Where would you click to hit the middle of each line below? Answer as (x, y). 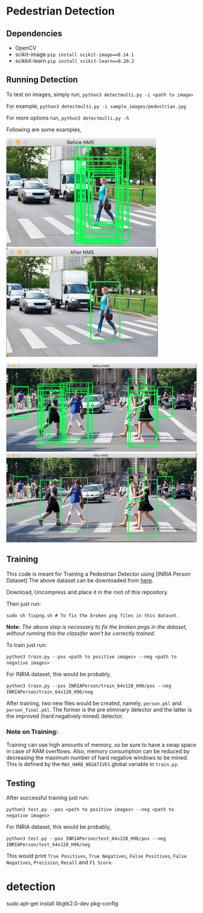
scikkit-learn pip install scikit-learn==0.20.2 (75, 61)
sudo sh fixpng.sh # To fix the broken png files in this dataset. (93, 616)
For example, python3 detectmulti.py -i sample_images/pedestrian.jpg (96, 106)
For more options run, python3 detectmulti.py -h (68, 118)
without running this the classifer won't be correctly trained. (81, 633)
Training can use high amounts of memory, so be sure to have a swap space (101, 745)
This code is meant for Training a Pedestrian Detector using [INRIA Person (98, 574)
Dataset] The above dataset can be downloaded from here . (80, 580)
